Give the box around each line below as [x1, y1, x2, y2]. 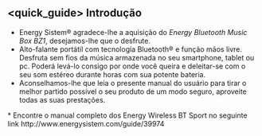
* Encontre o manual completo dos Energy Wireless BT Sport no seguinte [7, 111, 248, 120]
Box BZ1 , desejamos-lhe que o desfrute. [18, 36, 151, 45]
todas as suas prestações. [18, 95, 106, 104]
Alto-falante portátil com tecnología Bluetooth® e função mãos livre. [18, 44, 243, 54]
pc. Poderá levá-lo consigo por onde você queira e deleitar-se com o [18, 61, 246, 71]
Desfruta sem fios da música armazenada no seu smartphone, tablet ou [18, 52, 255, 62]
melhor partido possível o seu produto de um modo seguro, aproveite [18, 87, 248, 96]
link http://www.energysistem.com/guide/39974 [7, 119, 165, 128]
